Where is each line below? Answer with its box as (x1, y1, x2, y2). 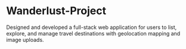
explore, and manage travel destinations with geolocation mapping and (6, 30, 181, 37)
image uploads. (6, 36, 44, 43)
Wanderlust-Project (6, 4, 106, 18)
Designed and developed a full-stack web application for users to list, (6, 24, 177, 31)
